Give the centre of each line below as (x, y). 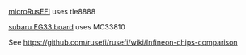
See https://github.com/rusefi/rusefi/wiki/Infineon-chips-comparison (123, 42)
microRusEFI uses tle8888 (52, 12)
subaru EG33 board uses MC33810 (67, 27)
